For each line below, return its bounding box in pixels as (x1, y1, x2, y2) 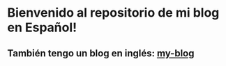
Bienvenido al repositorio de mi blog (7, 5, 220, 21)
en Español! (7, 19, 77, 35)
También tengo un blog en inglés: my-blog (7, 47, 195, 59)
